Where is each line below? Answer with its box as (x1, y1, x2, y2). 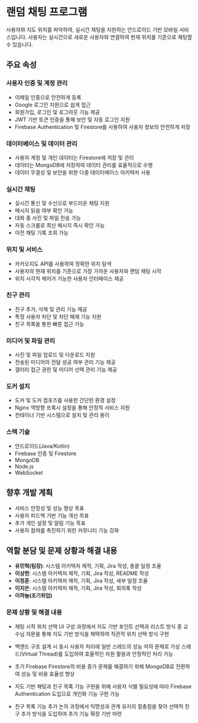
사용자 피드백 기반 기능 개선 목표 (14, 512, 89, 519)
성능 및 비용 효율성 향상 (21, 670, 75, 677)
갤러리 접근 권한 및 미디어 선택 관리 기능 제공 (14, 366, 118, 373)
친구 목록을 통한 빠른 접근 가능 (14, 320, 85, 327)
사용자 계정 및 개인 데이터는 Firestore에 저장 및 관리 (14, 154, 134, 161)
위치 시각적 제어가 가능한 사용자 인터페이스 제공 (14, 275, 124, 282)
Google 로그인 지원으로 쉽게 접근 (14, 101, 91, 108)
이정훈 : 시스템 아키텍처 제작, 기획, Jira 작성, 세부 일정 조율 (14, 577, 148, 585)
